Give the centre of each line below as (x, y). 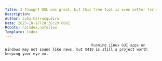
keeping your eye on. (27, 54)
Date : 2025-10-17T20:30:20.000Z (37, 23)
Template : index (21, 32)
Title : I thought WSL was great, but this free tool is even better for (80, 9)
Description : (18, 14)
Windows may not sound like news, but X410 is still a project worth (76, 49)
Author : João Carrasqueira (32, 18)
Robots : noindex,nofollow (31, 28)
